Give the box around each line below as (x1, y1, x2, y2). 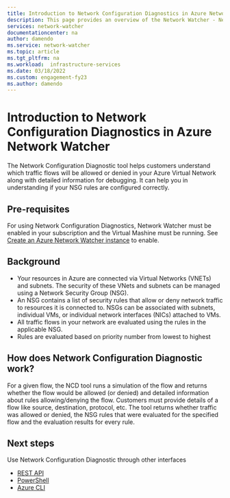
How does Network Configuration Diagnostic (7, 353, 203, 364)
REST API (16, 469, 44, 477)
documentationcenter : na (7, 29, 78, 36)
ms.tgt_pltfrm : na (7, 55, 60, 62)
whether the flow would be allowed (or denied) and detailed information (7, 388, 209, 396)
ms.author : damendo (7, 80, 63, 87)
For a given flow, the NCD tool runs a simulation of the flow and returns (7, 381, 207, 390)
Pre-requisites (7, 203, 70, 215)
